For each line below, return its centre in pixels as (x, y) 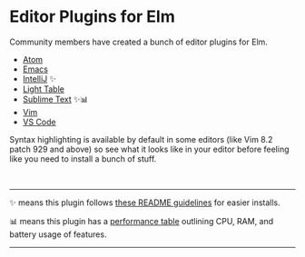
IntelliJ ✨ (39, 78)
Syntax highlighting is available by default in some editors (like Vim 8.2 (141, 139)
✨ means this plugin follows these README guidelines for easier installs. (145, 203)
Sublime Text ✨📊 (55, 99)
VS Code (39, 122)
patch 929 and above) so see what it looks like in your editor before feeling (149, 149)
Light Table (44, 89)
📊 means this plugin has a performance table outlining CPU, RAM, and (142, 221)
